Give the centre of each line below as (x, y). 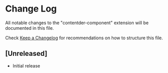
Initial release (26, 65)
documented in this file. (30, 28)
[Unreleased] (26, 54)
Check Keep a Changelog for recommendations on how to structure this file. (84, 38)
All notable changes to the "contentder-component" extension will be (77, 23)
